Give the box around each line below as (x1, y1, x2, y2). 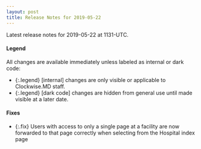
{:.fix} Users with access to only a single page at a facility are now (14, 122, 180, 130)
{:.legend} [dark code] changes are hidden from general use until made (14, 89, 193, 97)
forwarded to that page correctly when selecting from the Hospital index (14, 129, 195, 136)
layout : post (6, 8, 39, 15)
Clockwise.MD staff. (14, 83, 65, 90)
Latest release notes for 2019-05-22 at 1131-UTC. (6, 31, 129, 38)
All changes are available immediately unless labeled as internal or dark (6, 58, 184, 65)
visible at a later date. (14, 95, 69, 103)
